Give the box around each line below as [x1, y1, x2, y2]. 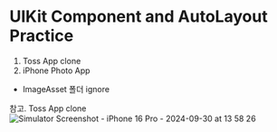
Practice [9, 25, 74, 46]
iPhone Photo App [22, 65, 91, 76]
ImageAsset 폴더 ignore [22, 83, 110, 94]
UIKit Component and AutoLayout [9, 6, 269, 27]
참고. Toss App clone [9, 102, 87, 114]
